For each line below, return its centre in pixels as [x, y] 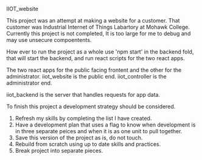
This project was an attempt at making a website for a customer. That [93, 20]
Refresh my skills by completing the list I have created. [83, 118]
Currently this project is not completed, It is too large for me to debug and [99, 33]
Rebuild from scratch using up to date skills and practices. [88, 144]
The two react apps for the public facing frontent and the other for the [94, 70]
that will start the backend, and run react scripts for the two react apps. [96, 58]
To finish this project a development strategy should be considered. [91, 106]
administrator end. [29, 83]
